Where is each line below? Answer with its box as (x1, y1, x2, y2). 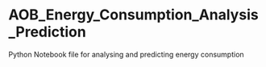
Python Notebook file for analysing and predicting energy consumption (8, 49, 244, 59)
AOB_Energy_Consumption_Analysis (8, 6, 260, 24)
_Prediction (8, 23, 86, 41)
